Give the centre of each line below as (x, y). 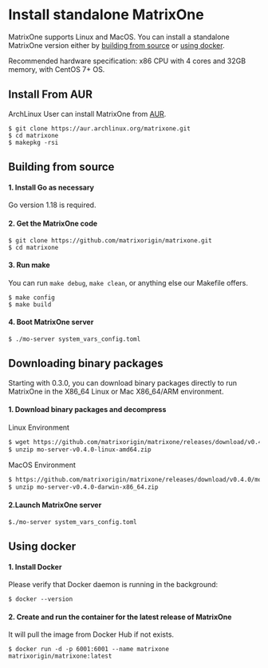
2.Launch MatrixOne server (55, 505)
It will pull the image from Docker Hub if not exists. (91, 634)
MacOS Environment (42, 465)
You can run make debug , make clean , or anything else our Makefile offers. (128, 282)
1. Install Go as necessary (51, 187)
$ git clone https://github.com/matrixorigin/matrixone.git (110, 240)
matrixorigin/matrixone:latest (60, 656)
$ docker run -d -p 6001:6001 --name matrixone (89, 650)
